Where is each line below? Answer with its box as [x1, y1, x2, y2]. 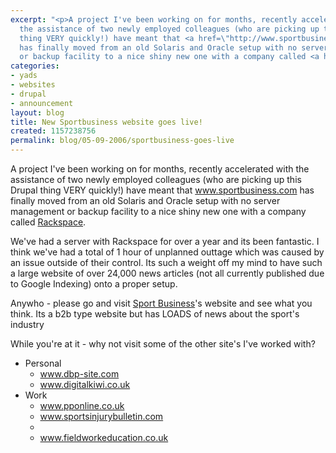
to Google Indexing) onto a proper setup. [10, 278, 178, 290]
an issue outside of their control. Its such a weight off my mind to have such [10, 257, 323, 268]
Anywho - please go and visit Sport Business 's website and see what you [10, 297, 313, 309]
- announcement [10, 98, 74, 108]
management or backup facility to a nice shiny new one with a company [10, 206, 307, 217]
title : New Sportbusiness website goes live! [10, 117, 203, 127]
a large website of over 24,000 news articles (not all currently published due [10, 267, 325, 279]
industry [10, 319, 45, 330]
